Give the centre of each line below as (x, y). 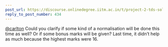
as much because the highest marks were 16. (52, 39)
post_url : (15, 10)
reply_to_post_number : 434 (33, 14)
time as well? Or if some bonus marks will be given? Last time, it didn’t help (82, 34)
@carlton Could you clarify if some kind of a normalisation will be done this (82, 28)
